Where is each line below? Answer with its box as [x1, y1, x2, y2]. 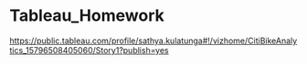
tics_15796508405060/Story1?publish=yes [9, 44, 169, 55]
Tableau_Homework [9, 5, 164, 26]
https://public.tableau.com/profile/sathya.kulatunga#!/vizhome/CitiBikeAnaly [9, 35, 298, 46]
